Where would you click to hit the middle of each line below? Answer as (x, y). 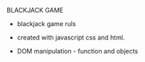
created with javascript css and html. (71, 37)
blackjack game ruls (46, 24)
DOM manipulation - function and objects (77, 51)
